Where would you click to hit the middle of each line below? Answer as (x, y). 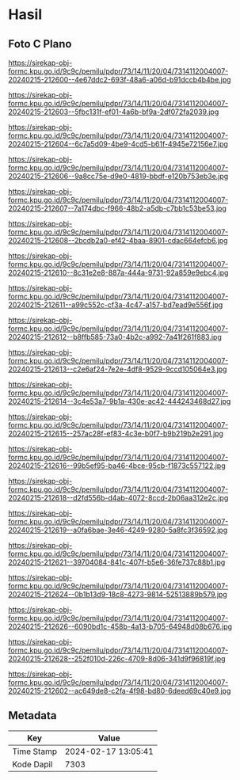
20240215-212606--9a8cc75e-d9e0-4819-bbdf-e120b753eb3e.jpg (118, 176)
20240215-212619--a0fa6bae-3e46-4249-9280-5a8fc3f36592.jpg (118, 530)
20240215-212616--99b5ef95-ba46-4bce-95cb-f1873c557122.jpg (117, 466)
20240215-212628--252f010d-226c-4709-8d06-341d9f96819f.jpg (117, 658)
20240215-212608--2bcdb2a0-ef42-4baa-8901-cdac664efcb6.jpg (118, 240)
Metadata (32, 715)
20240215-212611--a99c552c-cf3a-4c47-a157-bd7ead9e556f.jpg (116, 305)
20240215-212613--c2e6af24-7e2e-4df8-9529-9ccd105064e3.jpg (118, 369)
